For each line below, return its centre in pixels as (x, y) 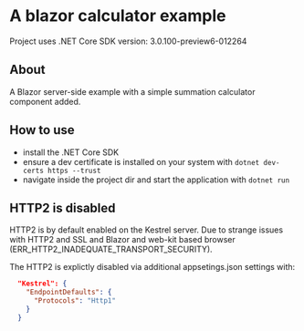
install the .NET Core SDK (71, 152)
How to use (42, 130)
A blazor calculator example (118, 16)
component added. (45, 101)
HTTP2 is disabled (63, 207)
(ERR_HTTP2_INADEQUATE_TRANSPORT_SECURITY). (111, 249)
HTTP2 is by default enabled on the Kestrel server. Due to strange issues (147, 230)
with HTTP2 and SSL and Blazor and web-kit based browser (122, 240)
